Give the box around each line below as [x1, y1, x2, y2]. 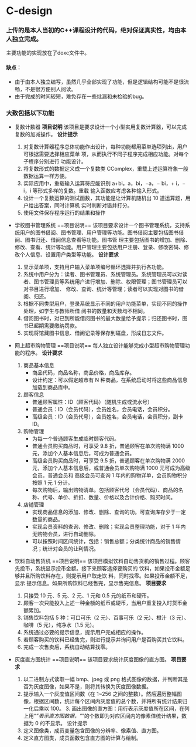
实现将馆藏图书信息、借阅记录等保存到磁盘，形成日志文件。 [23, 329, 167, 336]
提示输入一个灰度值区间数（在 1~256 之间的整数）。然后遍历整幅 [23, 690, 177, 697]
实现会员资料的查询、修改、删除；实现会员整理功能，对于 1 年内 [32, 523, 186, 530]
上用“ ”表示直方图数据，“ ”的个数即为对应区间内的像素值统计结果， [23, 712, 182, 719]
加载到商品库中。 [32, 383, 74, 391]
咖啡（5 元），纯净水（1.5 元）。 [23, 621, 98, 628]
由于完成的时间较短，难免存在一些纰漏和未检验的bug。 [14, 93, 147, 100]
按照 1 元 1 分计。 [32, 479, 73, 486]
